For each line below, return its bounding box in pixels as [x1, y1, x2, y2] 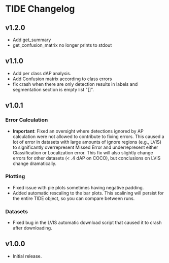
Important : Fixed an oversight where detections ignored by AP [12, 128, 144, 134]
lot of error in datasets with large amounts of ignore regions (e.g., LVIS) [12, 139, 161, 145]
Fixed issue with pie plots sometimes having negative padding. [12, 184, 144, 190]
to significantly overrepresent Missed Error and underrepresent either [12, 144, 158, 150]
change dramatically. [12, 160, 57, 167]
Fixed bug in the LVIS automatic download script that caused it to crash [12, 219, 162, 226]
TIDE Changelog [5, 3, 75, 15]
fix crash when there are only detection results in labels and [12, 81, 138, 87]
